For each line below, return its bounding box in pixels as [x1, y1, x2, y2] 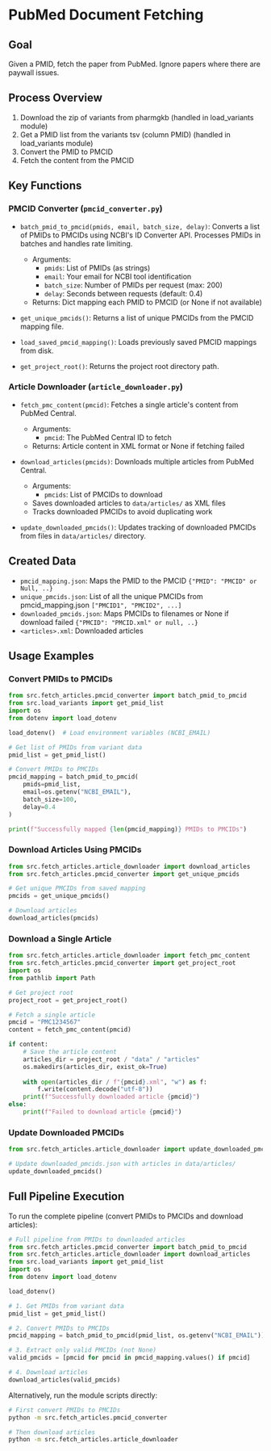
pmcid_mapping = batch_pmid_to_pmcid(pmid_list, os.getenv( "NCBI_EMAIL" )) [8, 1331, 265, 1340]
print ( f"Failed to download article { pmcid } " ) [23, 1108, 182, 1116]
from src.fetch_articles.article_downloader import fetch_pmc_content [8, 951, 251, 960]
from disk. [19, 346, 54, 355]
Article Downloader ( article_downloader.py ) [8, 381, 183, 392]
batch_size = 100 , [23, 795, 78, 803]
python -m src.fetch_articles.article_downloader [8, 1436, 179, 1444]
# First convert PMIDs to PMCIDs [8, 1406, 121, 1414]
